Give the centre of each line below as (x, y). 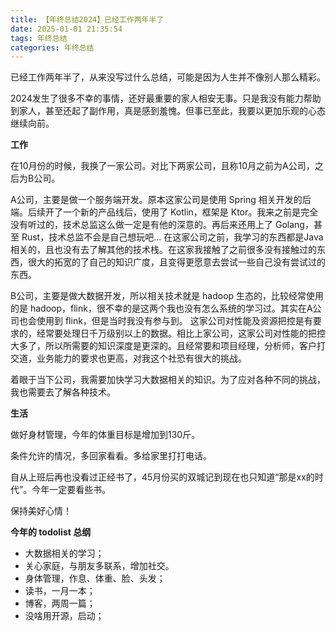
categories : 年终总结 (52, 47)
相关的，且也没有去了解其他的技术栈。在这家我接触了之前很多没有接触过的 (163, 250)
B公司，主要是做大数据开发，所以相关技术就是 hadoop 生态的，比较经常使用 (167, 296)
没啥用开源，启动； (64, 616)
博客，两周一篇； (60, 603)
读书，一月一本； (60, 591)
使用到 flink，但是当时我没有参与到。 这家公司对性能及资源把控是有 (174, 321)
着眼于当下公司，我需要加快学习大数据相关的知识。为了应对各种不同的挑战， (168, 380)
